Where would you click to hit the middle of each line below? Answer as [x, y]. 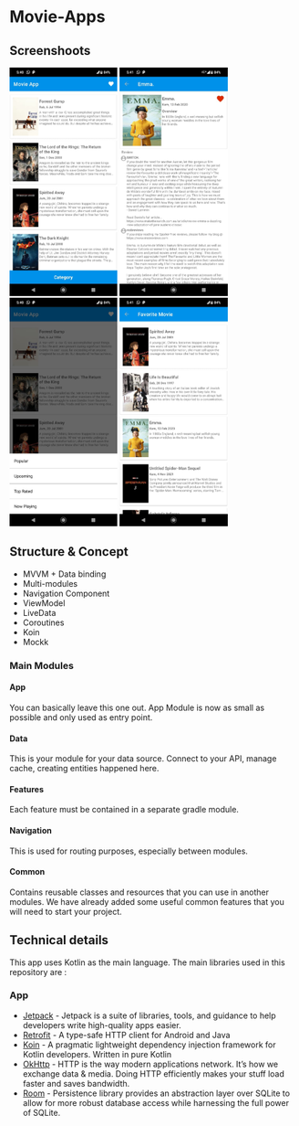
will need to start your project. [66, 911]
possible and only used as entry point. [81, 717]
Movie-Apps [57, 17]
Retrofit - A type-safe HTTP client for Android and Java [126, 1035]
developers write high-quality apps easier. [102, 1025]
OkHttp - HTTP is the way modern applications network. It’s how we [150, 1064]
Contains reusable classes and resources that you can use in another [139, 892]
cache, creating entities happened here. [84, 769]
